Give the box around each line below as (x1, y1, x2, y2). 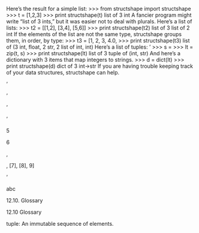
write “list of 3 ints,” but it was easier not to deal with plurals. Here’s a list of (6, 18, 193, 25)
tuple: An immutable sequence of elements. (6, 220, 114, 227)
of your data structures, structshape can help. (6, 69, 120, 76)
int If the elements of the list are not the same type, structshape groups (6, 31, 182, 38)
